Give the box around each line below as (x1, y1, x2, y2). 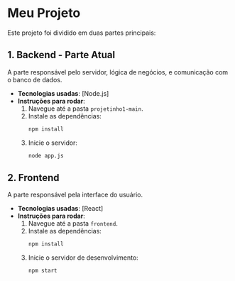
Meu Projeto (7, 5, 81, 21)
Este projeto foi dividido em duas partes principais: (7, 28, 156, 37)
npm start (28, 268, 58, 275)
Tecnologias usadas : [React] (17, 204, 104, 213)
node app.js (28, 152, 64, 159)
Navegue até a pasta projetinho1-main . (28, 104, 143, 113)
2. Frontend (7, 172, 60, 184)
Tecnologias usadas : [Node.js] (17, 89, 109, 97)
